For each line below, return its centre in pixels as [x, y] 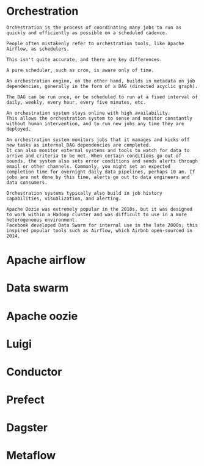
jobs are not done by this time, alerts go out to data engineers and [98, 177]
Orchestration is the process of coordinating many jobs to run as [94, 27]
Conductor [34, 372]
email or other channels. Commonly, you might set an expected [89, 166]
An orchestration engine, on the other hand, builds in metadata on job [101, 81]
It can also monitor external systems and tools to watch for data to [98, 150]
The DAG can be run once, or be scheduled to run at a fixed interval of [102, 97]
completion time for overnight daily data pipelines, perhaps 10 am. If [101, 172]
